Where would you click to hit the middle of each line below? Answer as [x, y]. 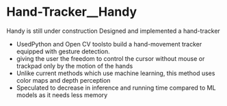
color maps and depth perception [63, 80]
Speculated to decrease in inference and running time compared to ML [116, 88]
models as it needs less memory [62, 95]
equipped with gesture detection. [63, 51]
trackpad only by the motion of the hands [75, 66]
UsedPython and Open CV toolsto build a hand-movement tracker [109, 44]
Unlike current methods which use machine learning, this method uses [116, 73]
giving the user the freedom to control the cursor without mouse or [110, 58]
